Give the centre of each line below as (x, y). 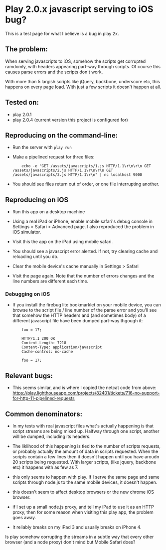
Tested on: (22, 102)
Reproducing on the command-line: (62, 135)
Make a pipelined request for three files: (53, 157)
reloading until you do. (35, 257)
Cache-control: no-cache (47, 352)
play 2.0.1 (22, 114)
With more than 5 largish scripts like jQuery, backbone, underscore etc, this (83, 81)
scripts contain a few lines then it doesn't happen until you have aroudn (86, 457)
